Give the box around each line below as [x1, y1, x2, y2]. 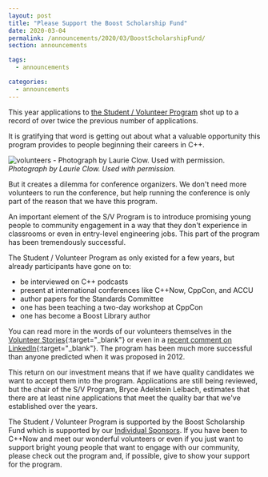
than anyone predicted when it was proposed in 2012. [8, 351, 186, 361]
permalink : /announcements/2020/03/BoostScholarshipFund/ [8, 34, 206, 42]
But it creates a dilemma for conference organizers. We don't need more [8, 179, 247, 189]
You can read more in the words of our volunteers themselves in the [8, 326, 232, 336]
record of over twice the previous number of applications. [8, 115, 198, 125]
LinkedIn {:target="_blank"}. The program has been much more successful [8, 343, 253, 353]
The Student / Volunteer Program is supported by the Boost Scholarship [8, 417, 246, 427]
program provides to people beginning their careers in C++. [8, 139, 206, 149]
